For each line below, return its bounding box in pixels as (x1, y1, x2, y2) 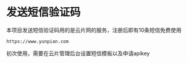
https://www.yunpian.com (6, 38, 69, 44)
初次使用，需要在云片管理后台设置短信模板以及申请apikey (6, 49, 150, 57)
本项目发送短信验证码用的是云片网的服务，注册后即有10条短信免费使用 (6, 26, 182, 34)
